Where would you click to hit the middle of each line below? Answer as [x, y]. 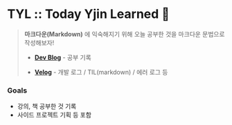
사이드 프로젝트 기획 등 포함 [54, 115]
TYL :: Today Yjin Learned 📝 [88, 14]
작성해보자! [39, 42]
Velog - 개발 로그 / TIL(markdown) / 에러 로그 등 [101, 72]
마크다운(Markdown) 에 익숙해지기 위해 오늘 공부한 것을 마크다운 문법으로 [124, 34]
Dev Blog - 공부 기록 [63, 57]
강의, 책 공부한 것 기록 [47, 106]
